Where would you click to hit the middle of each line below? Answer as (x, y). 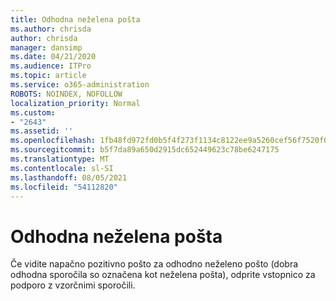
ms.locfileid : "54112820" (64, 187)
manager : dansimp (46, 47)
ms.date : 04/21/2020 (53, 57)
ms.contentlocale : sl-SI (62, 168)
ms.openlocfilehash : (53, 141)
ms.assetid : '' (42, 131)
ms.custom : (33, 112)
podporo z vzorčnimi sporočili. (73, 285)
